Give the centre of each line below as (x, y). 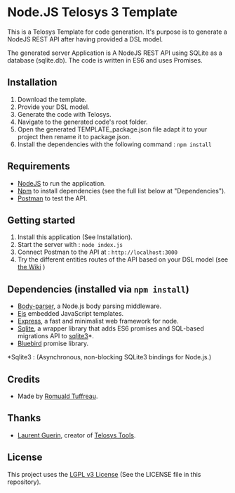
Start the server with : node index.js (70, 245)
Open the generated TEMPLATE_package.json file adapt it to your (112, 129)
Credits (24, 379)
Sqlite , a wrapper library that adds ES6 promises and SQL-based (111, 328)
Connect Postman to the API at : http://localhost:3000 (97, 252)
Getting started (41, 220)
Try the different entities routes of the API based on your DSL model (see (123, 260)
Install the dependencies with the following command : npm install (114, 144)
